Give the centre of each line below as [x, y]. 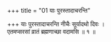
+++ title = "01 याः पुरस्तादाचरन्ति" [49, 10]
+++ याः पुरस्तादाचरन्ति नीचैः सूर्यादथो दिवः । [56, 24]
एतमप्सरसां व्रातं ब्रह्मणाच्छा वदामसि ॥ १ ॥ [51, 31]
